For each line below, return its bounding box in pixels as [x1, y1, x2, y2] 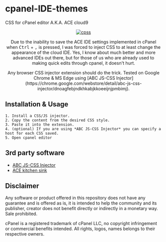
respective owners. [5, 231, 45, 237]
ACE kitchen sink [12, 167, 47, 173]
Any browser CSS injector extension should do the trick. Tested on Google [7, 69, 160, 75]
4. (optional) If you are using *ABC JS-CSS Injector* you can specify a [5, 126, 162, 131]
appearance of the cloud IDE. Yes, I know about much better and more [11, 49, 156, 55]
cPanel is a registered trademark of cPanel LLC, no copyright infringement [5, 221, 158, 227]
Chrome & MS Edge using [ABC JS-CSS [33, 75, 115, 81]
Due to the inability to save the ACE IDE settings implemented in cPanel [10, 38, 157, 45]
